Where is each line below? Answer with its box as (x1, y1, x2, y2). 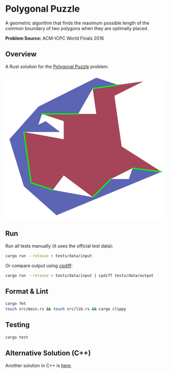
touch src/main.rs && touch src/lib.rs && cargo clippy (5, 306, 126, 312)
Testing (5, 321, 30, 329)
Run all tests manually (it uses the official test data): (5, 243, 114, 249)
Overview (5, 50, 37, 59)
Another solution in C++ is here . (5, 362, 72, 368)
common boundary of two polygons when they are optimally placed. (5, 25, 149, 31)
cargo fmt (5, 301, 26, 306)
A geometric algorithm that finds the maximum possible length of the (5, 20, 150, 26)
